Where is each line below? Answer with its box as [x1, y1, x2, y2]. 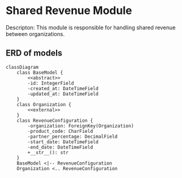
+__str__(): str [27, 149, 69, 155]
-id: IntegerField [27, 80, 74, 86]
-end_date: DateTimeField [27, 144, 94, 150]
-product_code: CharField [27, 128, 94, 134]
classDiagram [5, 64, 39, 70]
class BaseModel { [16, 69, 63, 76]
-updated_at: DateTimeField [27, 91, 99, 97]
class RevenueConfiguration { [16, 117, 94, 124]
